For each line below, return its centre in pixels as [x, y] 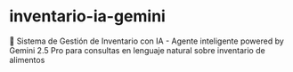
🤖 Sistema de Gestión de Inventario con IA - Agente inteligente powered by [147, 41]
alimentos [27, 60]
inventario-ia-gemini [88, 16]
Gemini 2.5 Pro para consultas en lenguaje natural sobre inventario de [137, 50]
